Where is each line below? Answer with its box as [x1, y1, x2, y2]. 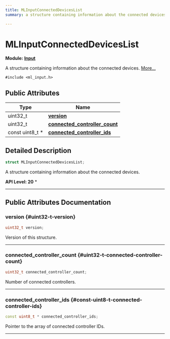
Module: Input [5, 55, 36, 61]
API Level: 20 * [5, 178, 37, 184]
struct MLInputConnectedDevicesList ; [5, 160, 85, 165]
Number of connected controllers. [5, 279, 76, 285]
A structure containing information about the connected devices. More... [5, 65, 156, 71]
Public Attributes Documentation [5, 198, 111, 207]
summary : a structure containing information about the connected [5, 12, 148, 17]
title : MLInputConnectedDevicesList [5, 7, 82, 13]
